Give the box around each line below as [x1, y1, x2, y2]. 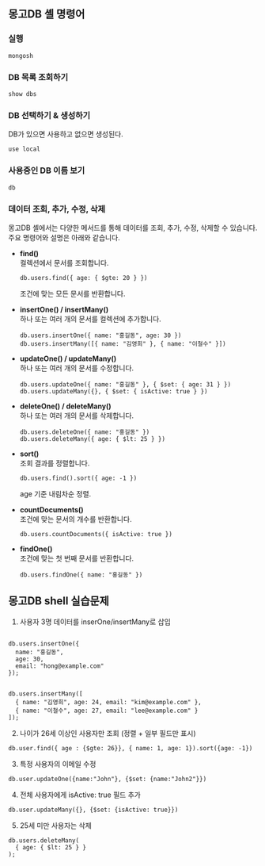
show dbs [8, 90, 37, 98]
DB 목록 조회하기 [8, 71, 69, 82]
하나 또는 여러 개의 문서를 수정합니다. [19, 363, 134, 373]
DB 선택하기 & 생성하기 [8, 109, 91, 121]
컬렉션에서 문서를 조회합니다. [19, 258, 109, 267]
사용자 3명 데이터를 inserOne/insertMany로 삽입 [19, 617, 172, 627]
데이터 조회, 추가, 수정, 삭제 [8, 203, 105, 214]
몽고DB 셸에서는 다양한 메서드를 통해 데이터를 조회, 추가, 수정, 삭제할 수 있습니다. [8, 223, 258, 232]
